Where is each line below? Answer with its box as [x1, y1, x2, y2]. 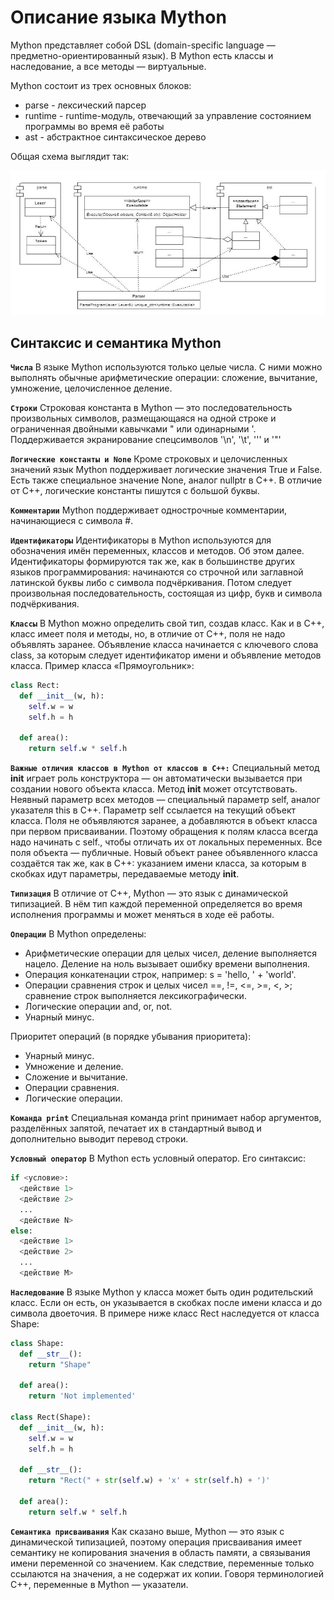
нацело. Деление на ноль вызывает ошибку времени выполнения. [24, 958, 310, 970]
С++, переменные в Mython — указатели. [10, 1578, 189, 1590]
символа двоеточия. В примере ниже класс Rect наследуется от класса [10, 1307, 320, 1319]
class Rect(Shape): [10, 1412, 92, 1423]
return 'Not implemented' [28, 1391, 137, 1401]
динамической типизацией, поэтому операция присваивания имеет [10, 1536, 302, 1548]
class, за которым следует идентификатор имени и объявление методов [10, 649, 322, 661]
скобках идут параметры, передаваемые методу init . [10, 868, 240, 880]
